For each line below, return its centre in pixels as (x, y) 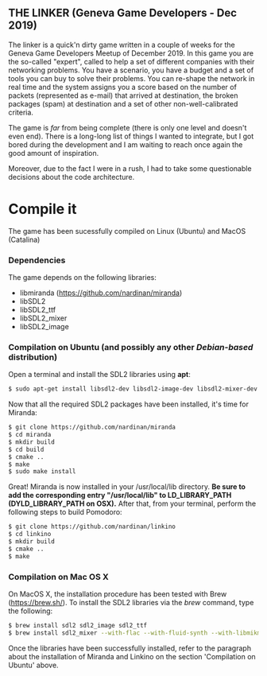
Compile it (43, 209)
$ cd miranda (30, 435)
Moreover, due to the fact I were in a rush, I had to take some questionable (130, 168)
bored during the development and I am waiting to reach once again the (126, 144)
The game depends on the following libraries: (83, 278)
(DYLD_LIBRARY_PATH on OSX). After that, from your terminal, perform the (132, 503)
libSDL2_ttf (38, 310)
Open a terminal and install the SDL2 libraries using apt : (99, 375)
